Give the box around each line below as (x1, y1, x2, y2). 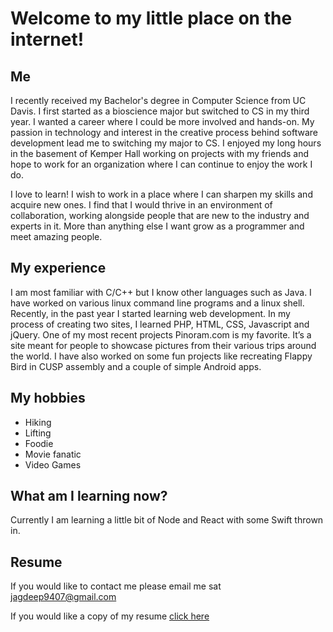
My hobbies (10, 390, 86, 407)
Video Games (24, 458, 82, 471)
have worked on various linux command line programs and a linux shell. (10, 297, 305, 309)
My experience (10, 260, 107, 277)
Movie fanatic (24, 448, 82, 460)
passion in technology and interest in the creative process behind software (10, 127, 318, 138)
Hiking (24, 416, 52, 428)
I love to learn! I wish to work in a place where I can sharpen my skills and (10, 188, 313, 200)
